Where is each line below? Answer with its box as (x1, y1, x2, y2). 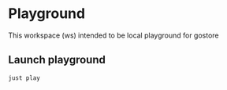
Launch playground (8, 53, 106, 67)
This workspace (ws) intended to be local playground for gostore (8, 31, 219, 40)
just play (8, 74, 41, 82)
